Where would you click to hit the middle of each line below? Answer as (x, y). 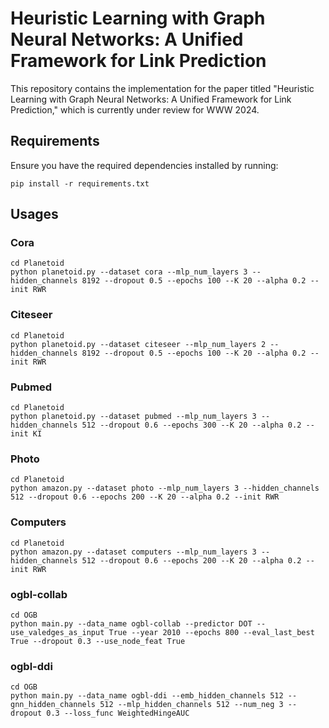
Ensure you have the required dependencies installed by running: (144, 165)
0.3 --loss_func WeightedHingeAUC (118, 713)
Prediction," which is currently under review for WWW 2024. (135, 109)
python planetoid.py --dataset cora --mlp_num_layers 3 (129, 272)
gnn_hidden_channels (53, 705)
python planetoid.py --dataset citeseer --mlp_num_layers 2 (138, 344)
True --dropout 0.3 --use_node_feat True (98, 641)
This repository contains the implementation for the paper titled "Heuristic (162, 88)
